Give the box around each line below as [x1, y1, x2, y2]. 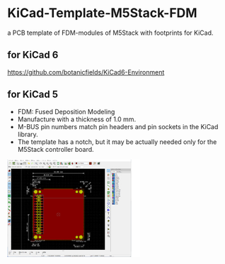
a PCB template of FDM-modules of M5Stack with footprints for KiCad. [7, 28, 214, 37]
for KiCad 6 [7, 49, 59, 61]
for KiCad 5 [7, 89, 59, 101]
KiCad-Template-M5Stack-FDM [7, 5, 197, 21]
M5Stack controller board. [17, 145, 94, 153]
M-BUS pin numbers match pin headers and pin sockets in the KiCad [17, 122, 219, 131]
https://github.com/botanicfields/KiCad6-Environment [7, 67, 165, 76]
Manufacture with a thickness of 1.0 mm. [17, 115, 137, 123]
